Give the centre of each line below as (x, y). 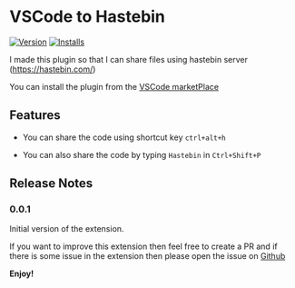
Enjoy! (22, 273)
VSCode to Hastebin (88, 17)
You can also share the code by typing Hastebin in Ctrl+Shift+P (142, 154)
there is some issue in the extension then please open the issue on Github (147, 256)
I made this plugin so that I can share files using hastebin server (128, 59)
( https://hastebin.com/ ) (53, 69)
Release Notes (51, 184)
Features (35, 115)
